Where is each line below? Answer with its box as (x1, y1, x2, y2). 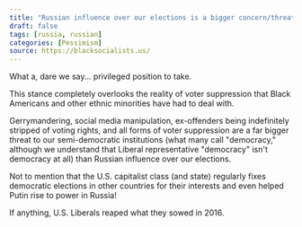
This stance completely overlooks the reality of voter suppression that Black (9, 89, 291, 100)
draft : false (9, 22, 58, 31)
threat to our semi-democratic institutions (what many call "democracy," (9, 135, 277, 145)
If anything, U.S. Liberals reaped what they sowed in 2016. (9, 207, 225, 218)
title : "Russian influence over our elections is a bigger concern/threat (9, 13, 296, 22)
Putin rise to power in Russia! (9, 190, 117, 201)
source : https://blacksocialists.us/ (9, 47, 151, 56)
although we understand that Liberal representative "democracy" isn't (9, 144, 268, 155)
